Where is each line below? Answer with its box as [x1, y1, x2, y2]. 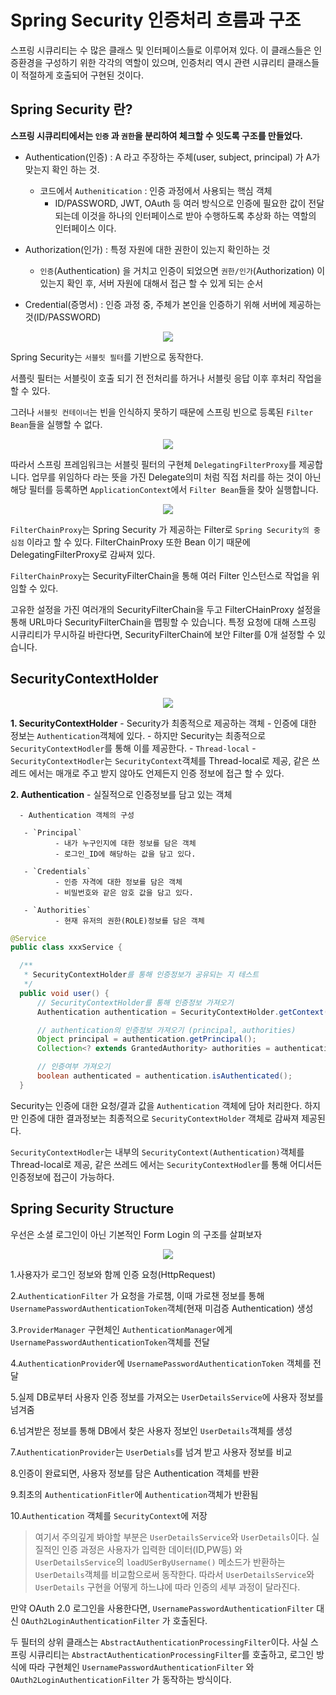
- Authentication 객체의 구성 [19, 810, 135, 820]
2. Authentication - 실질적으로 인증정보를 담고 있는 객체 [10, 788, 233, 800]
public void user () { [19, 988, 110, 998]
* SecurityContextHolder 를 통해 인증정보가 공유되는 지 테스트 [23, 970, 260, 980]
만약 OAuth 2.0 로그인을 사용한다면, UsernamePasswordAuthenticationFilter [10, 1602, 315, 1614]
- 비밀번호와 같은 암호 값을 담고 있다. [54, 887, 194, 898]
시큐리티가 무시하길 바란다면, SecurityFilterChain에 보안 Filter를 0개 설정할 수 [10, 628, 316, 640]
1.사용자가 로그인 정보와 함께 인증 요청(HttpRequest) [10, 1268, 216, 1280]
